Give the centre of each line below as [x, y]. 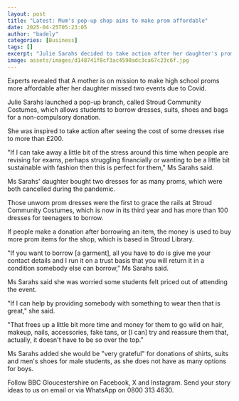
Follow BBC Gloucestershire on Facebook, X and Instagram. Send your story [119, 382]
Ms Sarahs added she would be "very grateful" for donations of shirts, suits [118, 353]
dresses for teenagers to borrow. [55, 217]
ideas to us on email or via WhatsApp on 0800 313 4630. [91, 390]
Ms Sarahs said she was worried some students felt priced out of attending [117, 281]
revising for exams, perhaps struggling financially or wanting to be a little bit [118, 160]
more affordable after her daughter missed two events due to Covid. [107, 88]
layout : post [27, 14]
